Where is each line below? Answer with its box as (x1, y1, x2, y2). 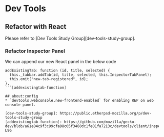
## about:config (5, 94, 38, 99)
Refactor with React (5, 23, 67, 31)
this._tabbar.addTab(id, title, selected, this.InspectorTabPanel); (9, 72, 152, 77)
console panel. (5, 102, 36, 108)
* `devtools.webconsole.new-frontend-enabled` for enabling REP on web (5, 98, 154, 103)
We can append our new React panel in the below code (5, 59, 116, 65)
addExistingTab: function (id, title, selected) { (5, 68, 110, 73)
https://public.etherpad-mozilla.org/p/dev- (59, 111, 152, 116)
